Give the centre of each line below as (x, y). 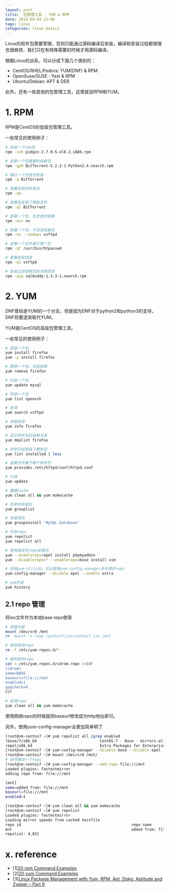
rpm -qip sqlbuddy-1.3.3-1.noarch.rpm (46, 276)
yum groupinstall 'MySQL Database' (43, 523)
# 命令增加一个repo (23, 760)
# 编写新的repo (20, 659)
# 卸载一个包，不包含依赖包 (30, 230)
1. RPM (19, 113)
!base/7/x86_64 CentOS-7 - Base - (72, 741)
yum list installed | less (33, 454)
